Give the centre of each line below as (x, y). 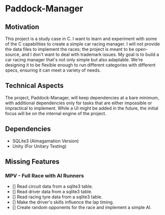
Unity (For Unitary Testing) (39, 146)
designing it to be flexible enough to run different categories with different (80, 65)
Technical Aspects (35, 86)
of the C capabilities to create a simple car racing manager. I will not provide (82, 44)
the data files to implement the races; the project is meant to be (70, 49)
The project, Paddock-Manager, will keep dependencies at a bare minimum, (82, 97)
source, (13, 54)
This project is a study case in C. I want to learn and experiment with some (81, 39)
